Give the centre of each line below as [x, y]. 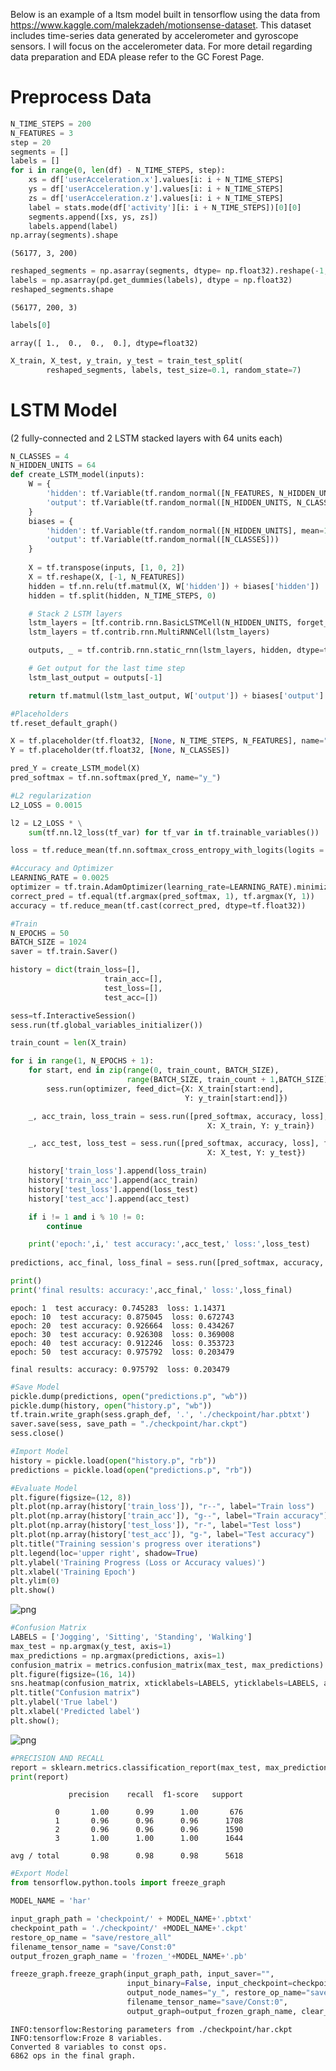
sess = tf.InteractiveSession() [73, 1015]
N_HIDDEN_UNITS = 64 [53, 465]
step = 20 [31, 142]
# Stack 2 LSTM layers [75, 614]
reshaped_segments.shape [62, 290]
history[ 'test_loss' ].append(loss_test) [113, 1189]
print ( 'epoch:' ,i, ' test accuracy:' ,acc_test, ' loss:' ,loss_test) [169, 1244]
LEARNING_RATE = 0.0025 [60, 878]
